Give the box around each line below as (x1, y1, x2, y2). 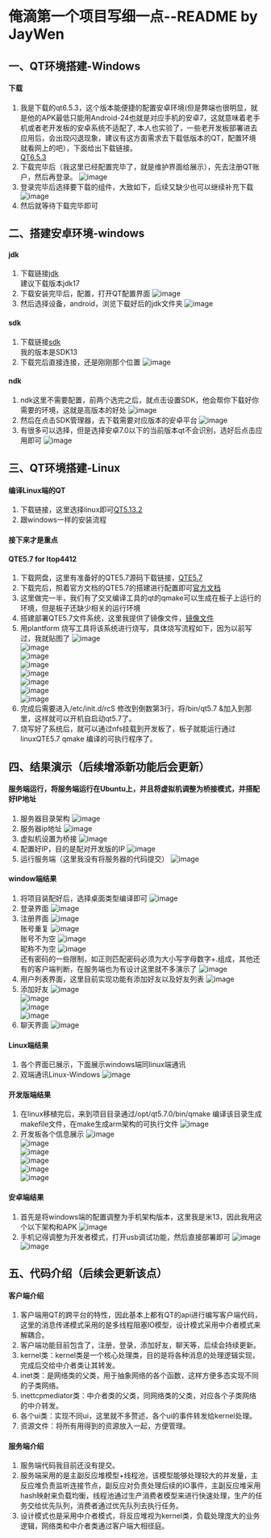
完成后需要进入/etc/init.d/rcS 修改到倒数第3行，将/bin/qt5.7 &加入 (19, 704, 238, 713)
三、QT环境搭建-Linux (8, 461, 121, 475)
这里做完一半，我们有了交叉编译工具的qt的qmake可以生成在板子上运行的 (19, 593, 262, 603)
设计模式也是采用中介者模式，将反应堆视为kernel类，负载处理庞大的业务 (19, 1511, 261, 1521)
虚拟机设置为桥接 (19, 834, 77, 843)
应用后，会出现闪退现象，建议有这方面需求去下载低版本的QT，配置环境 (19, 132, 256, 142)
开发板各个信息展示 (19, 1129, 85, 1139)
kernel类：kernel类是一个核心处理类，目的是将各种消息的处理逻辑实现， (19, 1351, 260, 1360)
